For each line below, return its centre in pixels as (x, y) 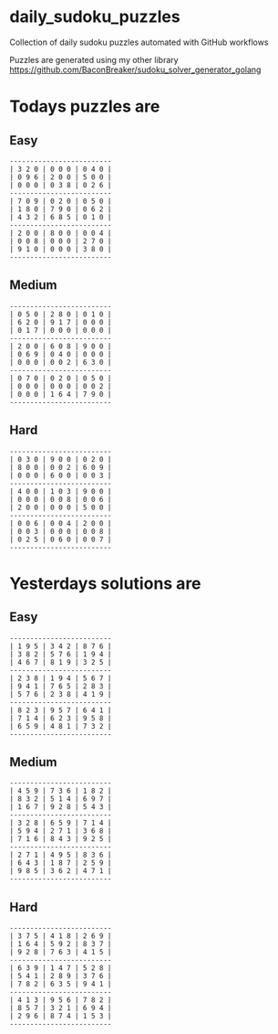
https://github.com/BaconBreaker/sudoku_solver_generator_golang (135, 69)
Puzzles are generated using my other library (94, 59)
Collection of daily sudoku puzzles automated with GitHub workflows (139, 42)
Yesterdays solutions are (106, 583)
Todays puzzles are (85, 107)
